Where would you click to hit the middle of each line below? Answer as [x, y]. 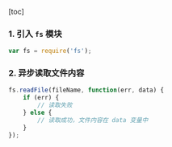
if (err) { [41, 98]
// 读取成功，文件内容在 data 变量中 [93, 120]
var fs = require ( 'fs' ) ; [50, 51]
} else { [38, 113]
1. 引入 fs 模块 [35, 34]
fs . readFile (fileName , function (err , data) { [86, 90]
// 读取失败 [55, 105]
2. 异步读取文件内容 [46, 73]
